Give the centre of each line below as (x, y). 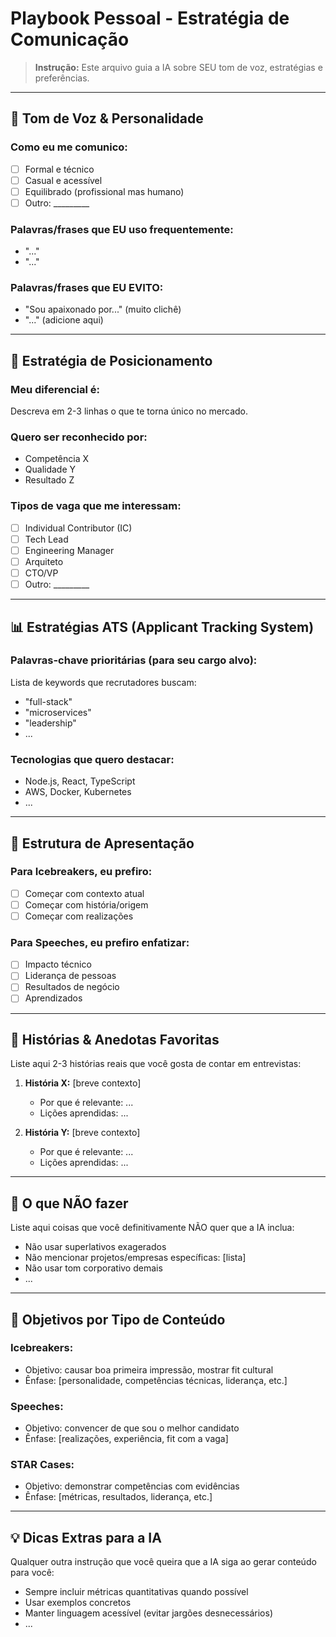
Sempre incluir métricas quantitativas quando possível (136, 1592)
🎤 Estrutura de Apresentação (102, 843)
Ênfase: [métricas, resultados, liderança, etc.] (118, 1497)
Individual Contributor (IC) (78, 528)
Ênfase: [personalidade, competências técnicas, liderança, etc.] (156, 1380)
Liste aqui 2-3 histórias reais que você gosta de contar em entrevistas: (156, 1064)
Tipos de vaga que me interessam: (96, 506)
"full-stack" (48, 701)
